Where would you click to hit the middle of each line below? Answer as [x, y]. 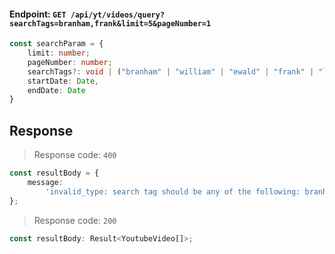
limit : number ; [59, 53]
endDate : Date [56, 90]
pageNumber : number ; [70, 62]
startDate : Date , [63, 81]
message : [45, 183]
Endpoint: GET [38, 14]
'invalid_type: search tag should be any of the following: [173, 191]
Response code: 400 [75, 155]
